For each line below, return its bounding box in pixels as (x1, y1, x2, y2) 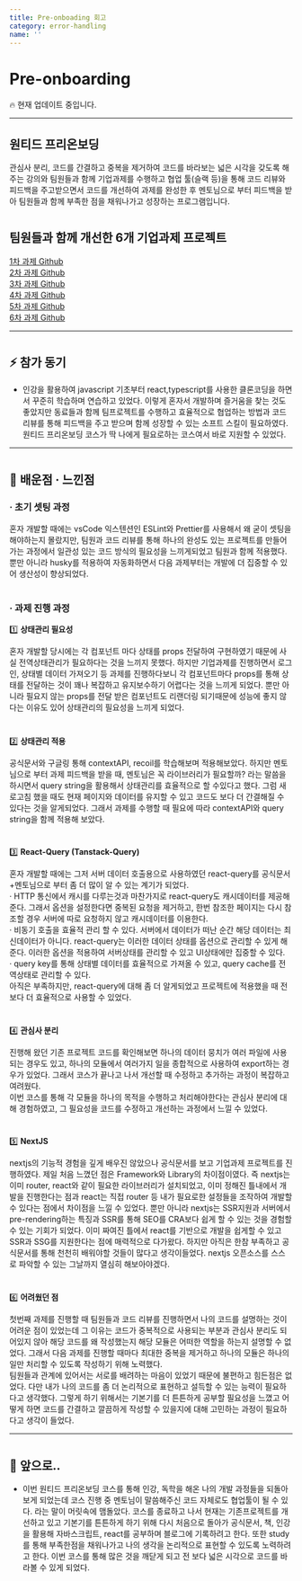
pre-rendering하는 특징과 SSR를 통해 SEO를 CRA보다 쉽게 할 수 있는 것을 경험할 (9, 1214, 292, 1225)
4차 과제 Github (9, 289, 66, 300)
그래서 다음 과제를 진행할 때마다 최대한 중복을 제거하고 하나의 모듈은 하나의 (28, 1347, 290, 1358)
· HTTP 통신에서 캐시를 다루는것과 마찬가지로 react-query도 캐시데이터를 (9, 891, 267, 902)
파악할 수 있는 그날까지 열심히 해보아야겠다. (18, 1259, 171, 1270)
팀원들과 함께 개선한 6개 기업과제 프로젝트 (9, 230, 227, 245)
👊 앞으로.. (9, 1458, 61, 1473)
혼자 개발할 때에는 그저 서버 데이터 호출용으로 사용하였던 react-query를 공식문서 (9, 868, 291, 879)
